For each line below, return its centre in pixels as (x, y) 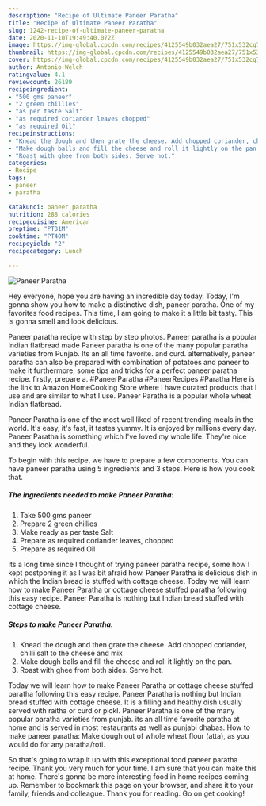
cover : (19, 60)
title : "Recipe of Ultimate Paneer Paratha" (83, 23)
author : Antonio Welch (46, 67)
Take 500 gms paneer (55, 515)
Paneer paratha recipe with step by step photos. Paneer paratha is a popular (133, 336)
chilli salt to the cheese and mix (71, 653)
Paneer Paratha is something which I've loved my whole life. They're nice (127, 436)
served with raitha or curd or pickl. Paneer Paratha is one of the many (122, 710)
